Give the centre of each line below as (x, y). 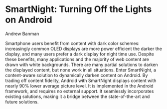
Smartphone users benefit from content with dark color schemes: (72, 43)
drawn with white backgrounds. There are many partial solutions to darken (82, 64)
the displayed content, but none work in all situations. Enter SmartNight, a (81, 70)
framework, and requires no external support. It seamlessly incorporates (80, 91)
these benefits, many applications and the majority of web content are (77, 59)
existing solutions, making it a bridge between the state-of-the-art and (78, 96)
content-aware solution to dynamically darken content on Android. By (77, 75)
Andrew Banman (22, 33)
